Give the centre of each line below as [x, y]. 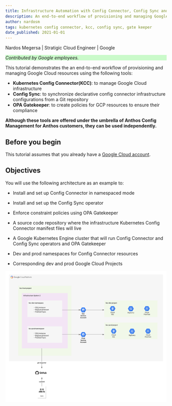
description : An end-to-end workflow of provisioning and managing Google [87, 16]
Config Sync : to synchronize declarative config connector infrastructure [89, 94]
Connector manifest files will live [47, 228]
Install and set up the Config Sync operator [58, 202]
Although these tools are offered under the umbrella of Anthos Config [81, 120]
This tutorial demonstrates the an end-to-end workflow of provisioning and [84, 68]
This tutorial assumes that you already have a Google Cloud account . [78, 154]
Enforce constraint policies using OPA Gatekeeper [66, 213]
